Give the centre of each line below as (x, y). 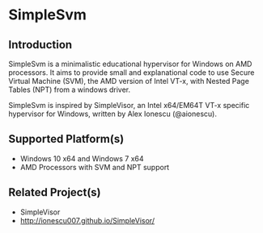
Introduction (40, 45)
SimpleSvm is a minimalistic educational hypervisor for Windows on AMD (130, 64)
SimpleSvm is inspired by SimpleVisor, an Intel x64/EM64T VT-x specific (129, 105)
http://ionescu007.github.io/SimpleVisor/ (87, 220)
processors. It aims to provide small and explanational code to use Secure (131, 73)
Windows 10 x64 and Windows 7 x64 (82, 158)
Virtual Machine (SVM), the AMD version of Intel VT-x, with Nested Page (129, 81)
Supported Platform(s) (66, 139)
